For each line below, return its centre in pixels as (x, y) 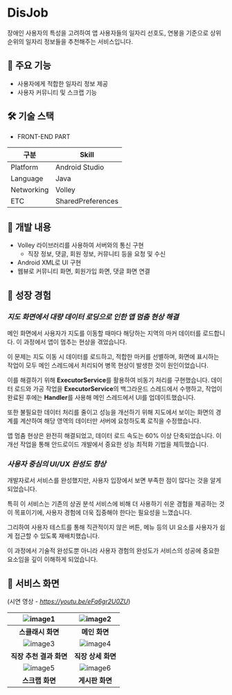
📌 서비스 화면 (34, 584)
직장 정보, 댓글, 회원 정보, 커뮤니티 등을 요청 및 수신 (97, 254)
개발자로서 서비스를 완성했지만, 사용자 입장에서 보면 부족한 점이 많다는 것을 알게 (114, 480)
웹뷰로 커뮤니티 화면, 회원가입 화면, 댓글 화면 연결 (83, 271)
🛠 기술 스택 (30, 116)
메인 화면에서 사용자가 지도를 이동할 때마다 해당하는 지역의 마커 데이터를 (104, 333)
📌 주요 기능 (29, 66)
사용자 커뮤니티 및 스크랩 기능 (57, 92)
